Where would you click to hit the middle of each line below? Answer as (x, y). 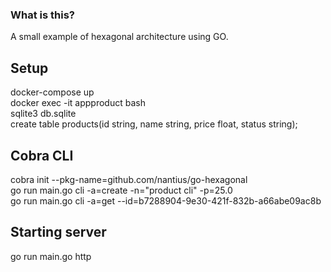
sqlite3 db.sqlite (43, 114)
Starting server (58, 232)
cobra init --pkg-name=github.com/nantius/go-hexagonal (129, 179)
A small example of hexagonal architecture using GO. (119, 37)
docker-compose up (52, 92)
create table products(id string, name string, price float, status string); (154, 124)
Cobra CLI (42, 155)
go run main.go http (51, 256)
